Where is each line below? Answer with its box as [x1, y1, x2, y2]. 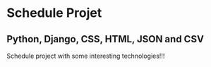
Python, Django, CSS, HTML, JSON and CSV [6, 33, 204, 45]
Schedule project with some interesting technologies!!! [6, 51, 165, 60]
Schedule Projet [6, 5, 102, 21]
